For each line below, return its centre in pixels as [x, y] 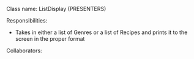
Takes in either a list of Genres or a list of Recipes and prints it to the [101, 32]
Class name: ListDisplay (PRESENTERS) [56, 9]
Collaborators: [24, 50]
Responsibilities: [27, 20]
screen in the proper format [50, 39]
